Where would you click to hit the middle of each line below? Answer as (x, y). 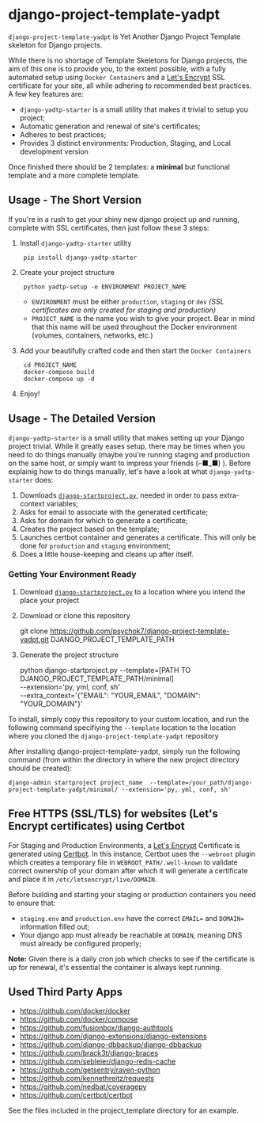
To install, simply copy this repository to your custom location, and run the (129, 719)
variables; (62, 503)
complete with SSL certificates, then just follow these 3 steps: (109, 227)
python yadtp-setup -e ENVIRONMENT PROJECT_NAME (105, 287)
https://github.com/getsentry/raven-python (90, 1070)
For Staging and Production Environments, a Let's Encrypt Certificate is (124, 845)
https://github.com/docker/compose (79, 1019)
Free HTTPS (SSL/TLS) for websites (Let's (113, 814)
